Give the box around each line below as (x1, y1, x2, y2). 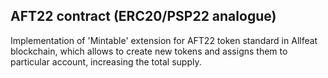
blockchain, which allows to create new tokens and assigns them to (10, 45, 288, 57)
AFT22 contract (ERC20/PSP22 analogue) (10, 8, 277, 25)
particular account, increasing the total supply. (10, 55, 202, 68)
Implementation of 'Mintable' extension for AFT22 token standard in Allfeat (10, 34, 318, 46)
